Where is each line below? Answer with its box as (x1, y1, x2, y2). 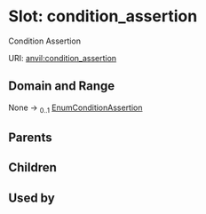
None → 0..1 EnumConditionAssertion (8, 102, 143, 115)
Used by (8, 190, 55, 205)
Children (8, 160, 57, 175)
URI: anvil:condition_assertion (8, 52, 117, 63)
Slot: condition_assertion (8, 6, 198, 27)
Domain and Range (8, 78, 115, 94)
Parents (8, 130, 52, 145)
